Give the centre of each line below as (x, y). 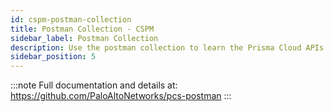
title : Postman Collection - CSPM (82, 29)
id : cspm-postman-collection (71, 19)
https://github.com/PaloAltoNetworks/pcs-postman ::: (121, 96)
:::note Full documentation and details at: (94, 85)
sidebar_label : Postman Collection (84, 38)
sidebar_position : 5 (53, 57)
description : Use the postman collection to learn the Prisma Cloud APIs (167, 47)
